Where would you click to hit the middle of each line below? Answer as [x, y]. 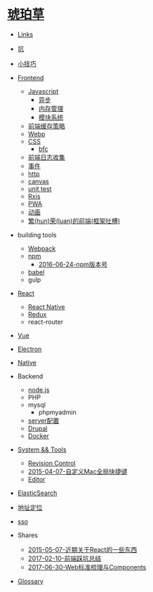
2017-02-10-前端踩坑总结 [65, 558]
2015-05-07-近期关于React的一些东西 [82, 549]
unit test [40, 189]
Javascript [43, 91]
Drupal [38, 428]
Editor [36, 479]
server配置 [44, 420]
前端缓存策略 [46, 126]
